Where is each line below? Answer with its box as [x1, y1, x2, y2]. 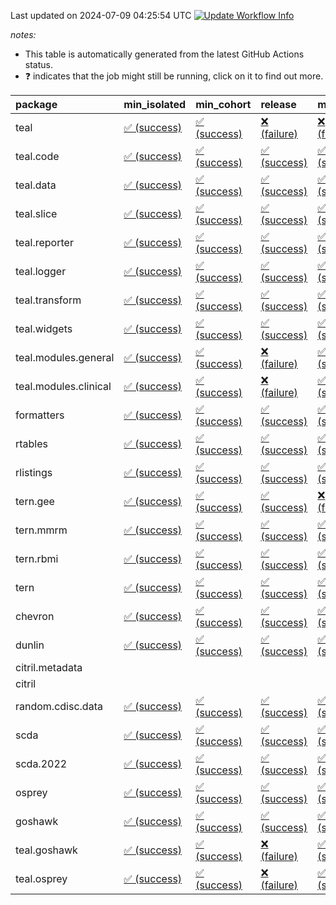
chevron [15, 610, 55, 623]
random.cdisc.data [15, 700, 103, 713]
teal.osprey [15, 872, 68, 885]
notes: [10, 29, 37, 40]
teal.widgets [15, 322, 73, 335]
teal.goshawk [15, 843, 78, 857]
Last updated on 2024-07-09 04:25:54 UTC [10, 10, 192, 21]
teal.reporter [15, 236, 74, 249]
